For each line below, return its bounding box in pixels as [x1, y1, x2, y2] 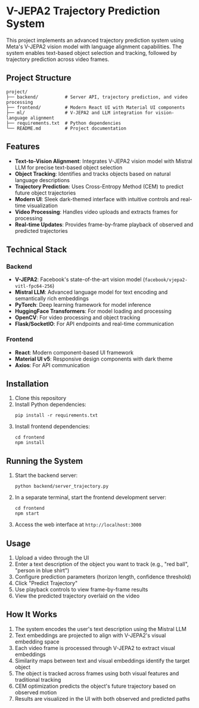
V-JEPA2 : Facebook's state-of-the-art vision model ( [14, 276, 145, 283]
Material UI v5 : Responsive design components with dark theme [14, 355, 173, 362]
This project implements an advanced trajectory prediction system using [6, 36, 184, 44]
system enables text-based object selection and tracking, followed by [6, 49, 177, 56]
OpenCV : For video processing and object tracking [14, 314, 141, 321]
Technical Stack [6, 244, 67, 254]
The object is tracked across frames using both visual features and [14, 670, 179, 677]
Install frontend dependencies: [14, 423, 91, 430]
